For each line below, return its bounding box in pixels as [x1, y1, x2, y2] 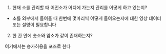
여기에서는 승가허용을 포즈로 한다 [5, 43, 71, 49]
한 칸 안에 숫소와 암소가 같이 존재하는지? [12, 33, 93, 38]
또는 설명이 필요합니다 [12, 22, 57, 28]
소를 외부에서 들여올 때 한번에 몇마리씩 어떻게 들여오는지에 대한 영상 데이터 [12, 15, 162, 21]
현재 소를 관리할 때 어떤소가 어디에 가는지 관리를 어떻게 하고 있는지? [12, 5, 147, 10]
